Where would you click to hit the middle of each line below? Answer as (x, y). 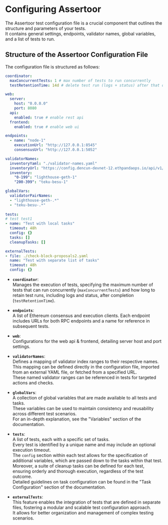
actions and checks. (33, 383)
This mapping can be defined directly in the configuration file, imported (86, 367)
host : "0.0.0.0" (31, 103)
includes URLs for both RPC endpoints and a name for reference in (81, 321)
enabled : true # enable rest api (49, 117)
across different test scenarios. (44, 414)
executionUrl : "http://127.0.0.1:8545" (56, 145)
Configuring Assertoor (53, 9)
